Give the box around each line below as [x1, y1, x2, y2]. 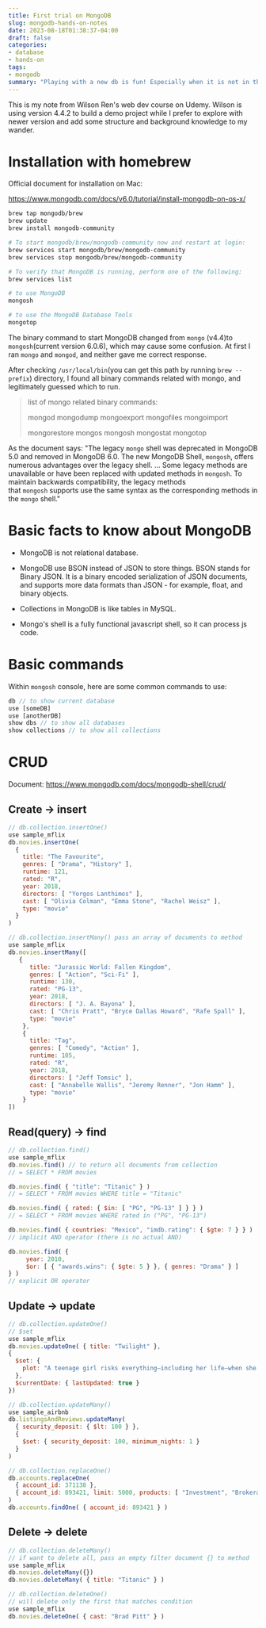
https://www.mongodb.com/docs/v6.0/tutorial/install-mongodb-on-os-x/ [8, 194, 246, 204]
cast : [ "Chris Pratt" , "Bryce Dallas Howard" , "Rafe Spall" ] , [28, 1007, 246, 1015]
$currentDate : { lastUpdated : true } [15, 1379, 140, 1387]
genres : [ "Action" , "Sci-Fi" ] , [28, 971, 140, 979]
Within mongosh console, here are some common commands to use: [8, 681, 227, 691]
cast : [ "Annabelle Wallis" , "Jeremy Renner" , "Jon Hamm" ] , [28, 1081, 236, 1089]
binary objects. [19, 588, 69, 598]
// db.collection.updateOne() [8, 1320, 108, 1328]
